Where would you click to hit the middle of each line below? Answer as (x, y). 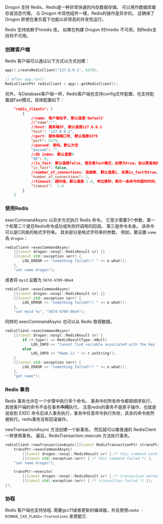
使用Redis (17, 208)
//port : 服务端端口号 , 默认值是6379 (64, 136)
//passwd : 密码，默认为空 (55, 145)
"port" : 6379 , (45, 141)
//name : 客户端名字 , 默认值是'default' (68, 118)
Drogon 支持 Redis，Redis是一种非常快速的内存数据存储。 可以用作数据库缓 (81, 7)
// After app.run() (25, 79)
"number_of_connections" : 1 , (60, 177)
